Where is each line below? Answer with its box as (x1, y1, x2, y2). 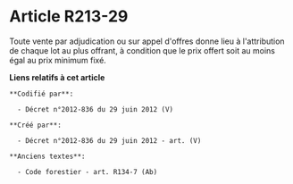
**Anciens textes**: (9, 152, 87, 161)
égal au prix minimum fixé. (9, 54, 107, 65)
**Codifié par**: (9, 89, 74, 98)
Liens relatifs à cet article (9, 71, 105, 82)
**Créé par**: (9, 121, 63, 130)
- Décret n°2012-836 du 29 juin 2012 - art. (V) (17, 136, 202, 145)
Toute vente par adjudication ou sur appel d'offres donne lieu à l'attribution (9, 36, 285, 46)
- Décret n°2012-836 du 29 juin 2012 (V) (17, 105, 174, 113)
